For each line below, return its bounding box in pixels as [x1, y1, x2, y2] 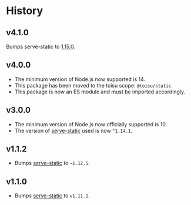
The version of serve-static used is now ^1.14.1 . [14, 127, 133, 134]
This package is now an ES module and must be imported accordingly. [14, 88, 186, 95]
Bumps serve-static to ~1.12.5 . [14, 160, 90, 167]
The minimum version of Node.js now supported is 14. [14, 75, 146, 83]
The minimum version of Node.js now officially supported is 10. [14, 120, 167, 127]
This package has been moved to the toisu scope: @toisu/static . [14, 82, 173, 89]
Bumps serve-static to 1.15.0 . [6, 43, 75, 50]
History [6, 4, 43, 18]
